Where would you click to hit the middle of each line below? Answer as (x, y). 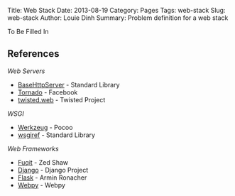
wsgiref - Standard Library (56, 135)
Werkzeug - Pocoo (45, 127)
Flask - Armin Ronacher (52, 178)
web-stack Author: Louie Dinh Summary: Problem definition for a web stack (118, 18)
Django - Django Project (53, 170)
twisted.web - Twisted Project (61, 99)
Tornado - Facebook (48, 92)
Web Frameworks (33, 148)
